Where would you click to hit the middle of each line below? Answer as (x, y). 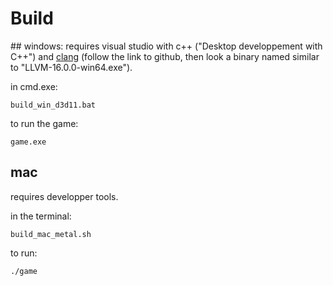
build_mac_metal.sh (51, 234)
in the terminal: (41, 216)
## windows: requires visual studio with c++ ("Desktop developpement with (166, 46)
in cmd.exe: (34, 86)
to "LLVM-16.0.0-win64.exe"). (71, 67)
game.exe (28, 142)
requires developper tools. (64, 196)
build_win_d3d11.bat (53, 105)
